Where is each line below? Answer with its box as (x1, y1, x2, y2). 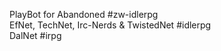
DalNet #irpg (9, 30, 62, 41)
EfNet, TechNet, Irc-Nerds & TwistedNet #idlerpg (9, 19, 212, 31)
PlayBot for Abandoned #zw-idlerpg (9, 9, 159, 20)
